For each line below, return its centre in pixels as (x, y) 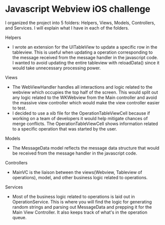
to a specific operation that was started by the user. (65, 129)
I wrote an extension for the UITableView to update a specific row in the (85, 47)
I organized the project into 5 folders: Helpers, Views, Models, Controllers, (80, 23)
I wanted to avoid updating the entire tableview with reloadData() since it (86, 63)
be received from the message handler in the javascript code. (75, 153)
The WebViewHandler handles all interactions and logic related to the (82, 87)
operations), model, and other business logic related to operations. (80, 177)
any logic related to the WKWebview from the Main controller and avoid (84, 97)
